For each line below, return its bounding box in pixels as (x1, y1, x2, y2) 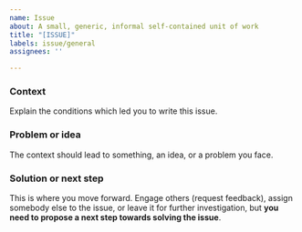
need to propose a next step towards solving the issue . (9, 212, 222, 223)
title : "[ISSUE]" (9, 30, 76, 39)
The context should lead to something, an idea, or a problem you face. (9, 149, 274, 160)
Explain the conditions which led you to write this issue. (9, 106, 218, 116)
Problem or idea (9, 128, 81, 141)
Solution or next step (9, 172, 104, 185)
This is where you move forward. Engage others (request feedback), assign (9, 193, 294, 204)
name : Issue (9, 13, 55, 23)
